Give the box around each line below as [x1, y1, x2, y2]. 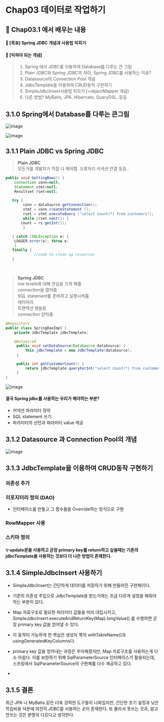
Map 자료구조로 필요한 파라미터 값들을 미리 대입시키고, [12, 609, 116, 616]
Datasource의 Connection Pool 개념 [24, 76, 95, 82]
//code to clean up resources [34, 252, 95, 257]
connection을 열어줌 [17, 287, 57, 293]
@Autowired [14, 339, 36, 344]
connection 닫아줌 [17, 311, 54, 317]
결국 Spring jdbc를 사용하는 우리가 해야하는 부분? [5, 396, 100, 402]
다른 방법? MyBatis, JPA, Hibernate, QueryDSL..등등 [24, 94, 127, 100]
